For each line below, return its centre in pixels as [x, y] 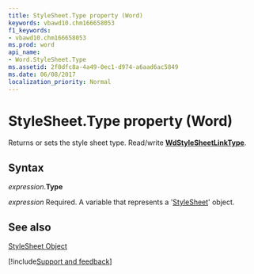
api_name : [25, 52]
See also [30, 227]
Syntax [26, 167]
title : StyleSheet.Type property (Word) [76, 15]
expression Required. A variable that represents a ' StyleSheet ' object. [121, 202]
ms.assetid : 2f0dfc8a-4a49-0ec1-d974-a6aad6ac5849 [93, 67]
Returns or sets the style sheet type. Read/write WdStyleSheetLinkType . [127, 143]
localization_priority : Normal [60, 82]
